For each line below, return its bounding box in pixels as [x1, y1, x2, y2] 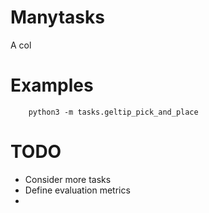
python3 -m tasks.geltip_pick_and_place [28, 107, 199, 117]
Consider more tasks [24, 173, 112, 185]
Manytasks [10, 6, 105, 29]
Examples [10, 74, 94, 97]
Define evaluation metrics [24, 184, 131, 196]
